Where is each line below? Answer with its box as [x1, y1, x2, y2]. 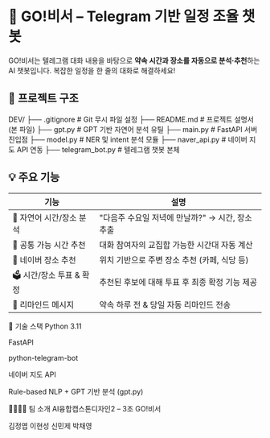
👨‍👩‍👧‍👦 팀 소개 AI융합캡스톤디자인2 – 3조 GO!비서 [8, 403, 162, 413]
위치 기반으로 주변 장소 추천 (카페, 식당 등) [99, 254, 249, 266]
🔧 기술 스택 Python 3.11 [8, 321, 82, 331]
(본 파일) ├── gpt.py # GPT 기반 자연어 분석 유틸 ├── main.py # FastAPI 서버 [8, 124, 258, 134]
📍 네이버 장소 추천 [12, 254, 76, 266]
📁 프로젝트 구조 [8, 92, 79, 105]
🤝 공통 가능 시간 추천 [12, 239, 86, 250]
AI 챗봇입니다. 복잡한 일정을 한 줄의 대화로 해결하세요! [8, 65, 176, 75]
